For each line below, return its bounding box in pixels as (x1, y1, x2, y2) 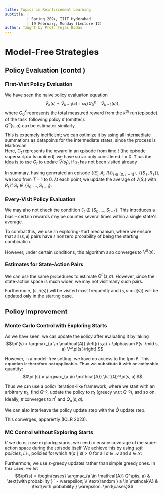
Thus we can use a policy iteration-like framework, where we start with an (5, 383, 155, 389)
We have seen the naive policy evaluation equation (5, 92, 108, 98)
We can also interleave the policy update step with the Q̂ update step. (5, 407, 146, 413)
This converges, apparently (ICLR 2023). (5, 416, 87, 422)
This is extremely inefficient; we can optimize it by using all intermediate (5, 132, 151, 138)
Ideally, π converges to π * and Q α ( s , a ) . (5, 395, 84, 403)
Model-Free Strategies (5, 47, 99, 58)
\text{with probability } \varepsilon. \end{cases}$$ (31, 484, 134, 490)
